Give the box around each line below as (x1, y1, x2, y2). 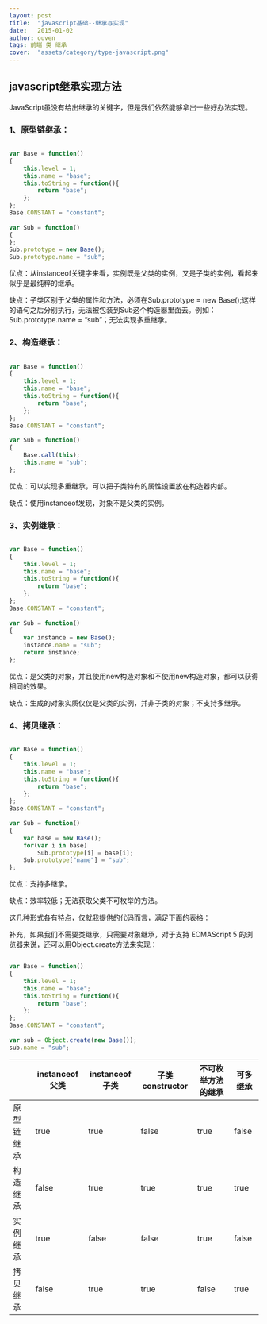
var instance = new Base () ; (23, 634, 116, 642)
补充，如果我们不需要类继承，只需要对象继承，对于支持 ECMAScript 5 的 (9, 930, 246, 940)
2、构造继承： (9, 337, 63, 348)
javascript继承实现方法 (9, 80, 122, 94)
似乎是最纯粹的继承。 (9, 279, 78, 288)
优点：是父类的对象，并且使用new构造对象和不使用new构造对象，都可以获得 (9, 671, 259, 681)
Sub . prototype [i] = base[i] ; (37, 849, 134, 857)
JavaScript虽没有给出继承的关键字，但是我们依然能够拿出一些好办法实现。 (9, 102, 253, 112)
